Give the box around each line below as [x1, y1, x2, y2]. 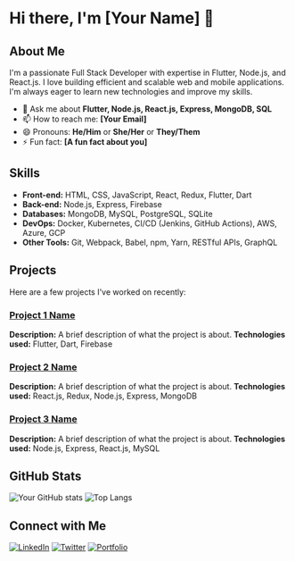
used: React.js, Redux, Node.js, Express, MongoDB [9, 390, 198, 401]
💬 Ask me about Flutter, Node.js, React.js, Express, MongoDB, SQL [21, 104, 273, 114]
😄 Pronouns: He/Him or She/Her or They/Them [21, 127, 201, 137]
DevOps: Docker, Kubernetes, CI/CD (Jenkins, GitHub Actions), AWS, [21, 218, 278, 229]
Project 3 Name [9, 413, 78, 425]
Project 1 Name [9, 308, 76, 321]
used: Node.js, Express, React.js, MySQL [9, 442, 160, 454]
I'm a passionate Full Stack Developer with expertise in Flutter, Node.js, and [9, 67, 287, 78]
